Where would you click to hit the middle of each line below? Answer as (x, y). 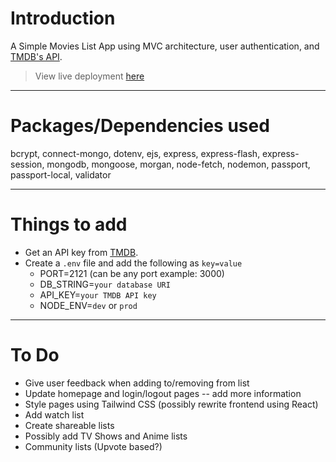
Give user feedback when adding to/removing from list (137, 383)
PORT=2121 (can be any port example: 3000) (132, 273)
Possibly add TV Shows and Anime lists (106, 436)
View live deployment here (89, 76)
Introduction (63, 18)
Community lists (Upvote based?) (93, 446)
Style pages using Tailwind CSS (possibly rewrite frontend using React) (171, 404)
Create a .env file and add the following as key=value (133, 263)
